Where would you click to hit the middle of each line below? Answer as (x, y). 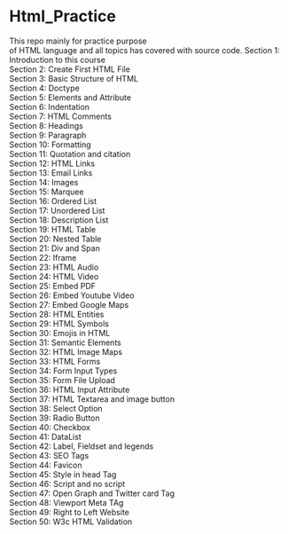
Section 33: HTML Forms (55, 361)
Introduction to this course (58, 59)
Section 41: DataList (45, 436)
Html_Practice (63, 16)
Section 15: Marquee (47, 192)
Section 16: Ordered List (53, 200)
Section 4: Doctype (44, 88)
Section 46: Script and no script (67, 483)
